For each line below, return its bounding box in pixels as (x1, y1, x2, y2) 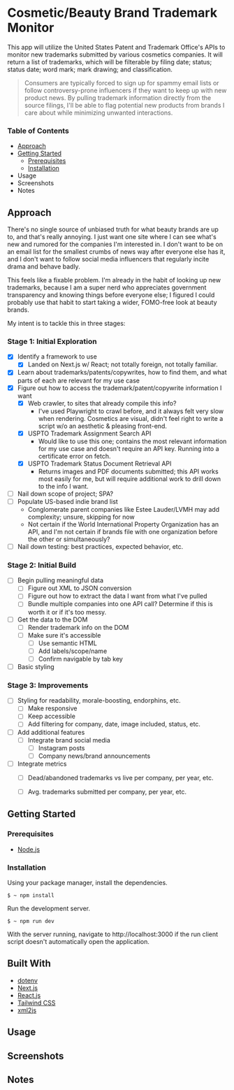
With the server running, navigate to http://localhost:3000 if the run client (7, 930, 219, 938)
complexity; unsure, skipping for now (27, 512, 135, 521)
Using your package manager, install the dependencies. (7, 878, 168, 887)
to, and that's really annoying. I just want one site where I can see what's (7, 233, 217, 241)
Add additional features (17, 728, 85, 736)
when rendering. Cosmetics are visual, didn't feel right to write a (38, 414, 224, 422)
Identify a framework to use (17, 352, 98, 361)
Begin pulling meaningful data (17, 576, 103, 585)
